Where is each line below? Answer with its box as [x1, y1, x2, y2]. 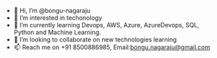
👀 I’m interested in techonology [13, 14, 102, 22]
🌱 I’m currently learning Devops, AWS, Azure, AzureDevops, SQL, [13, 21, 200, 29]
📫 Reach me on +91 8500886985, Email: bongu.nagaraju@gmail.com [13, 43, 211, 51]
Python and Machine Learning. [13, 28, 101, 36]
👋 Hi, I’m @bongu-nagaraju [13, 7, 91, 14]
